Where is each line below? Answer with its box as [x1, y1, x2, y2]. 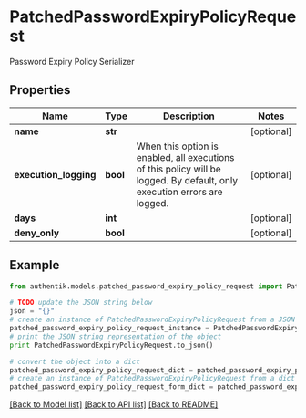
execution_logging [14, 168, 97, 181]
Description [162, 110, 216, 122]
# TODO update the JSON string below [9, 298, 153, 308]
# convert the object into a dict [9, 357, 141, 366]
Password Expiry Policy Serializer [9, 56, 135, 67]
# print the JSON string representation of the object [9, 331, 222, 341]
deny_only [14, 226, 60, 239]
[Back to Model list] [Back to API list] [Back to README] [9, 399, 219, 410]
